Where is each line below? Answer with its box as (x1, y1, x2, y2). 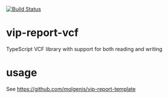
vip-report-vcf (6, 26, 79, 39)
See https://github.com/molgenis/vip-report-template (6, 85, 136, 92)
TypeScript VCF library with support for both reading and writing (6, 45, 163, 52)
